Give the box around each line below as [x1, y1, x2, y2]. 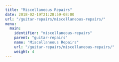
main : [9, 26, 21, 31]
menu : [5, 21, 16, 26]
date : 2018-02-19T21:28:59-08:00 [5, 12, 75, 17]
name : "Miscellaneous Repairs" [14, 40, 79, 45]
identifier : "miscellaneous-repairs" [14, 30, 93, 35]
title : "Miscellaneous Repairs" [5, 7, 72, 12]
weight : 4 [14, 49, 35, 54]
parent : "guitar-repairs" [14, 35, 68, 40]
